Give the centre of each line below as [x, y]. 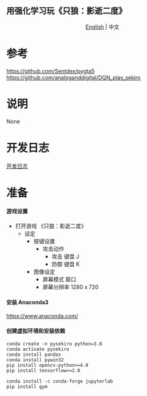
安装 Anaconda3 [27, 302]
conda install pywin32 [35, 360]
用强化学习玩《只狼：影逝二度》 [66, 11]
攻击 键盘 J [65, 257]
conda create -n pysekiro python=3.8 [54, 344]
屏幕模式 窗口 [59, 279]
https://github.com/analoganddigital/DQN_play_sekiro [73, 77]
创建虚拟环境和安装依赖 [36, 331]
